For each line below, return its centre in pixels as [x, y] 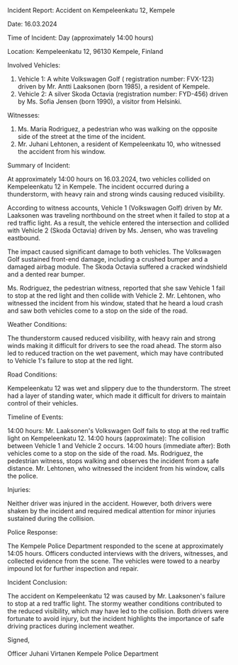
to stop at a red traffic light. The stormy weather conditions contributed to [115, 603]
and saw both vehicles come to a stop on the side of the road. [97, 311]
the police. [23, 476]
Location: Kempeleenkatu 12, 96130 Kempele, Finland [85, 51]
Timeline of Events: [35, 417]
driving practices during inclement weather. [71, 626]
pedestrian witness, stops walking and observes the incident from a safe [113, 461]
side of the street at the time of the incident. [82, 136]
